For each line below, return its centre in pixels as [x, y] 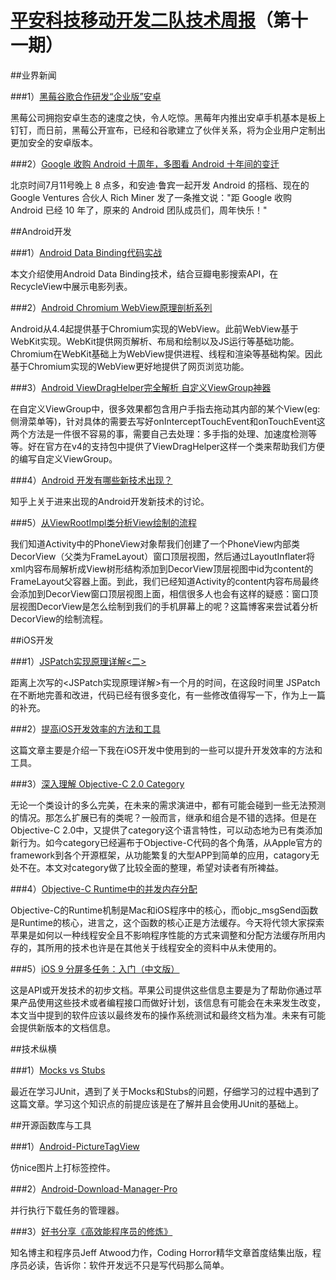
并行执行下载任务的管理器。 [67, 1210]
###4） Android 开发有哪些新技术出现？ [91, 480]
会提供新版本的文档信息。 [63, 1027]
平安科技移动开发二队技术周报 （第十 [159, 20]
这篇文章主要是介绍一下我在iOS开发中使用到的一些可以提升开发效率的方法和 [166, 750]
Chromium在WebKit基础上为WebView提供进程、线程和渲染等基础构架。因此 [166, 353]
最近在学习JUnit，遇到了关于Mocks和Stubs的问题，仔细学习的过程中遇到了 [165, 1091]
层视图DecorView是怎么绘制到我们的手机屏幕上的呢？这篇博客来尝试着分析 [164, 606]
